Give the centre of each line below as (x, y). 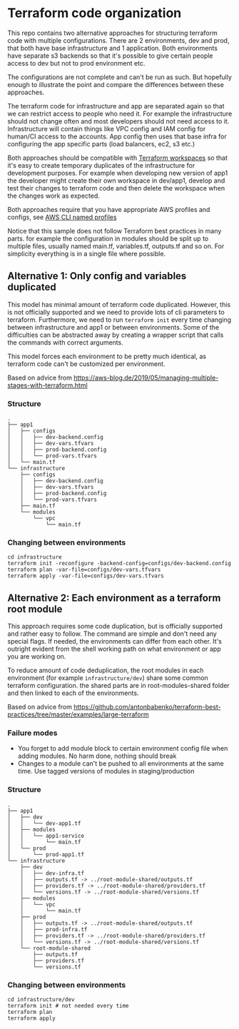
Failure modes (32, 733)
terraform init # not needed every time (68, 1006)
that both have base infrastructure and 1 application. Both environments (112, 48)
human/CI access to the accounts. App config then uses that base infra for (117, 136)
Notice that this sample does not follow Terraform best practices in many (115, 230)
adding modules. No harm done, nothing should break (97, 756)
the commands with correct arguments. (65, 342)
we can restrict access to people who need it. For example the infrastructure (120, 113)
